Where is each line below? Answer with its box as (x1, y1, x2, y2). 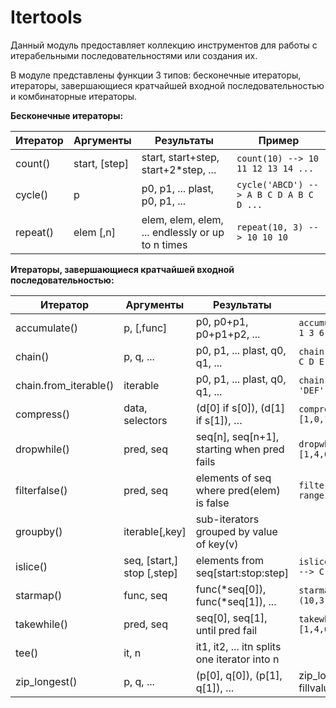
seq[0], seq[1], (195, 611, 268, 625)
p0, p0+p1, (195, 314, 249, 328)
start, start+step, (141, 150, 220, 164)
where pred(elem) (195, 483, 281, 497)
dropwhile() (15, 442, 70, 456)
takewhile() (15, 617, 68, 631)
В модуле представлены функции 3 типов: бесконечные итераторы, (10, 69, 302, 81)
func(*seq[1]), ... (195, 594, 277, 608)
